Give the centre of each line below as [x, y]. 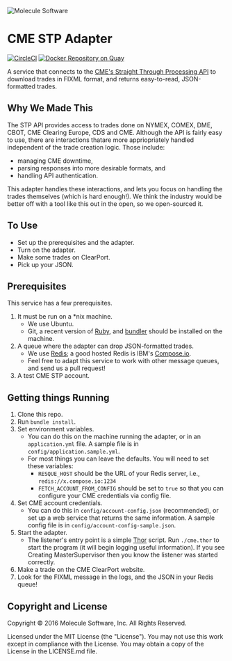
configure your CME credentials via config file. [105, 496]
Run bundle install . [47, 422]
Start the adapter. [42, 533]
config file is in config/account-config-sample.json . [102, 525]
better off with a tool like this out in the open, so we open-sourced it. [105, 204]
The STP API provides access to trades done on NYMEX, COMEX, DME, [110, 125]
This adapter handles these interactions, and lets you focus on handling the [115, 189]
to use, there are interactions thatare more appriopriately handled [101, 140]
